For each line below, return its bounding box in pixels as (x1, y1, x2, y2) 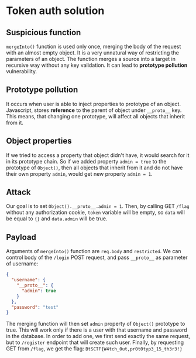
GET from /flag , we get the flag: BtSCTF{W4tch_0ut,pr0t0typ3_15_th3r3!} (6, 345, 183, 352)
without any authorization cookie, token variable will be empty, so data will (6, 209, 185, 216)
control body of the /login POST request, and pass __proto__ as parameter (6, 254, 188, 261)
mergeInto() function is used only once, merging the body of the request (6, 43, 181, 50)
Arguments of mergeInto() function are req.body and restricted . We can (6, 248, 181, 255)
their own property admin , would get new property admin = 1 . (6, 170, 153, 177)
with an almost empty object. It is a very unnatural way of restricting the (6, 49, 180, 56)
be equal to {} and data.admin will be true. (6, 215, 108, 222)
